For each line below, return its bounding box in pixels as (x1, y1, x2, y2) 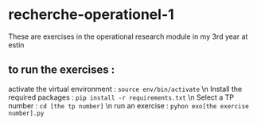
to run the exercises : (8, 63, 115, 77)
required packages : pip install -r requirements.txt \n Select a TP (8, 93, 235, 102)
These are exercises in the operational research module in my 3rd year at (8, 32, 248, 41)
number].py (8, 109, 45, 117)
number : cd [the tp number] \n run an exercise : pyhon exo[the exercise (8, 100, 249, 110)
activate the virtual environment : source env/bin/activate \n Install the (8, 84, 243, 93)
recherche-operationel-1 (8, 6, 175, 24)
